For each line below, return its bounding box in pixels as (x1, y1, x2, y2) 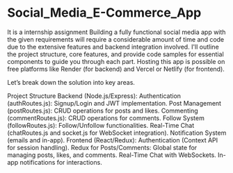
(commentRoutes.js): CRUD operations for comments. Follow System (7, 113, 205, 122)
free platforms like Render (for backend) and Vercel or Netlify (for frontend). (7, 65, 225, 73)
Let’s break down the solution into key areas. (7, 78, 136, 86)
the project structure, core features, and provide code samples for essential (7, 50, 224, 58)
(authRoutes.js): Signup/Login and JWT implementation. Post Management (7, 99, 221, 107)
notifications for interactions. (19, 158, 102, 166)
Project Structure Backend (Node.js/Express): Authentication (7, 92, 182, 100)
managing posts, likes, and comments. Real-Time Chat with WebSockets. (7, 151, 217, 159)
